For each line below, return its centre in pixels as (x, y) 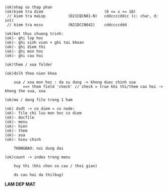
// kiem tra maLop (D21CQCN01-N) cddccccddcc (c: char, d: (82, 16)
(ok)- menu (16, 122)
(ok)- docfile (20, 117)
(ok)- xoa (15, 135)
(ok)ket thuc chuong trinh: (34, 34)
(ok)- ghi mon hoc (24, 51)
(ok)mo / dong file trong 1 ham (39, 100)
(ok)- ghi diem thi (25, 47)
